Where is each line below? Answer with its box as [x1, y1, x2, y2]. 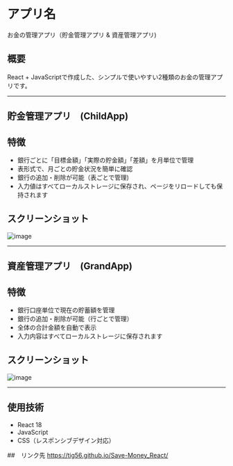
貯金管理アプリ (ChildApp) [7, 111, 129, 122]
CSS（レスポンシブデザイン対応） [17, 436, 115, 444]
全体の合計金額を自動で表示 [17, 323, 97, 331]
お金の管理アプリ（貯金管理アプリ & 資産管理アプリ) [7, 31, 157, 39]
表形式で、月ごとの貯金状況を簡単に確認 [17, 164, 133, 172]
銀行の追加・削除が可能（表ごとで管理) [17, 173, 130, 182]
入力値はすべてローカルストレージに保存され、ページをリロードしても [17, 182, 217, 190]
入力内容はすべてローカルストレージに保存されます [17, 332, 163, 340]
